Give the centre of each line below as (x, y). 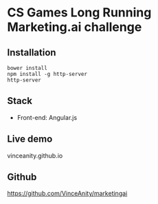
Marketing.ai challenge (75, 27)
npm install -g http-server (47, 74)
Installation (32, 52)
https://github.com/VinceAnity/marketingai (67, 194)
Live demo (30, 139)
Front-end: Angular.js (47, 117)
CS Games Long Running (79, 13)
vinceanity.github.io (35, 155)
